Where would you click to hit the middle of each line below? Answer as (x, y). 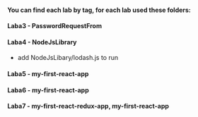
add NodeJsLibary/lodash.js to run (68, 58)
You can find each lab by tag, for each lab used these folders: (99, 10)
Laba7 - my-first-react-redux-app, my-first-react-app (88, 106)
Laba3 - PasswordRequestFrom (55, 26)
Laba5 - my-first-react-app (48, 73)
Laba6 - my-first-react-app (48, 90)
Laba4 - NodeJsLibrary (42, 42)
